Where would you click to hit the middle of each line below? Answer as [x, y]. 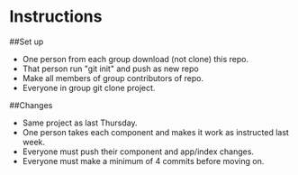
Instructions [56, 17]
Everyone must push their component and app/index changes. [138, 152]
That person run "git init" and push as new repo [111, 69]
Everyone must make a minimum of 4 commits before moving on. [143, 161]
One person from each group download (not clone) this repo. [135, 59]
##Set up [27, 41]
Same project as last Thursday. [80, 123]
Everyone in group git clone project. [89, 87]
